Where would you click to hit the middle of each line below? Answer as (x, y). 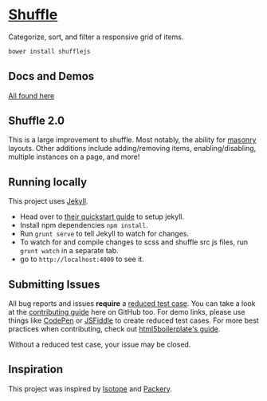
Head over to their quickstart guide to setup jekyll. (102, 216)
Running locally (48, 182)
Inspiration (36, 369)
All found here (31, 95)
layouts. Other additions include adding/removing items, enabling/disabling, (132, 149)
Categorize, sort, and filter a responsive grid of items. (96, 37)
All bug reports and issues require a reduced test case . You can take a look (132, 304)
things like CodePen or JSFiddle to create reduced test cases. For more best (133, 320)
